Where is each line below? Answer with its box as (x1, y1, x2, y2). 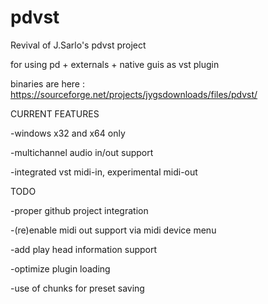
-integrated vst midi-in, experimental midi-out (10, 166, 198, 178)
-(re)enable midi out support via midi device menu (10, 224, 217, 236)
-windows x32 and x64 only (10, 127, 126, 139)
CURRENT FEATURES (10, 107, 100, 120)
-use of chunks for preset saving (10, 282, 145, 294)
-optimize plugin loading (10, 262, 111, 275)
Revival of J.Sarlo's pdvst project (10, 39, 147, 51)
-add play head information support (10, 243, 158, 255)
